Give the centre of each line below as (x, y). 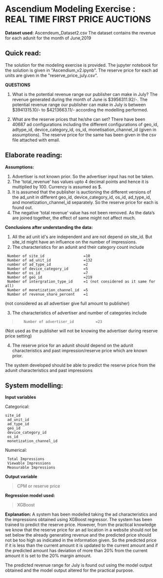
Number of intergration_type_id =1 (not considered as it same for (81, 281)
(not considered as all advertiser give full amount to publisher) (67, 303)
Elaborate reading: (34, 155)
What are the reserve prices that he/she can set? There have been (79, 119)
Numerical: (16, 450)
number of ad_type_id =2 (48, 264)
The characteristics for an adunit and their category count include (78, 247)
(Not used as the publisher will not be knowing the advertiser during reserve (81, 331)
